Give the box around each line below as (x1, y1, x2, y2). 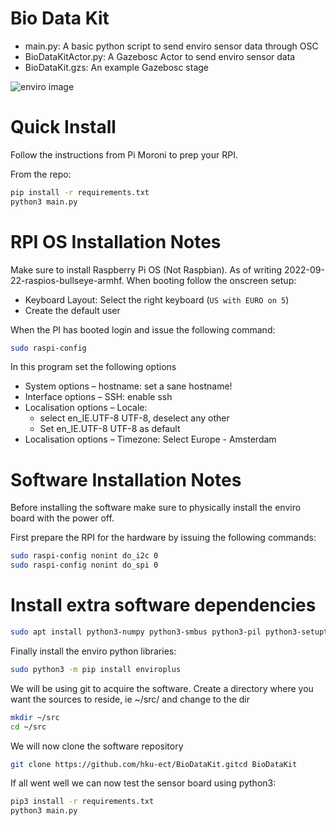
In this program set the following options (10, 361, 177, 373)
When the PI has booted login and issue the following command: (10, 323, 276, 336)
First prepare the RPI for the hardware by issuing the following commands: (10, 532, 317, 544)
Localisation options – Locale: (24, 402, 148, 414)
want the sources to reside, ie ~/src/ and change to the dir (10, 693, 251, 705)
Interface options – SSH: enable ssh (24, 391, 173, 403)
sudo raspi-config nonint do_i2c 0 (10, 551, 159, 561)
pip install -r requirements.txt (10, 187, 150, 197)
